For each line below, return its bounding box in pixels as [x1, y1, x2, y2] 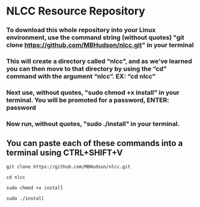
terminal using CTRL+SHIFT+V [6, 148, 123, 158]
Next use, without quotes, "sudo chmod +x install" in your [6, 88, 180, 97]
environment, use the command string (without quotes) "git [6, 33, 185, 42]
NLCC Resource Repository [6, 4, 146, 18]
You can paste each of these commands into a [6, 138, 183, 148]
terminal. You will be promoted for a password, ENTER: [6, 95, 170, 104]
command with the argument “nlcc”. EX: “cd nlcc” [6, 72, 155, 81]
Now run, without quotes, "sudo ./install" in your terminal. [6, 119, 180, 128]
